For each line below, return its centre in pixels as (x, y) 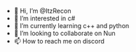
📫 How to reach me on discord (59, 41)
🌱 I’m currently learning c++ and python (72, 26)
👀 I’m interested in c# (45, 18)
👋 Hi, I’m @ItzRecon (42, 11)
